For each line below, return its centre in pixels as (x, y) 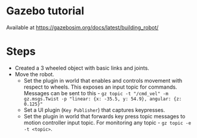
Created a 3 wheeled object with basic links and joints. (82, 68)
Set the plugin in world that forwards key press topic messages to (104, 116)
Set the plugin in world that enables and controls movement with (103, 80)
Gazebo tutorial (45, 11)
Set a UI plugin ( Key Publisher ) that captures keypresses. (94, 110)
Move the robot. (35, 74)
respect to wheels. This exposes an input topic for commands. (100, 87)
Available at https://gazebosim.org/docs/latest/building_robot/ (82, 27)
